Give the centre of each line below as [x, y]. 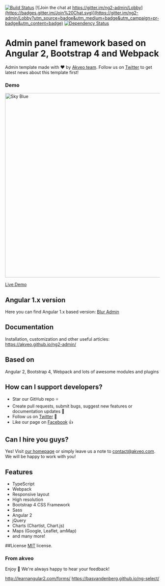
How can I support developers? [54, 387]
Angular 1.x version [35, 300]
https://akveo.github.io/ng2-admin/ [41, 344]
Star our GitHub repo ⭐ [35, 399]
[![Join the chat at [53, 8]
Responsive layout [31, 495]
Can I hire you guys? [37, 439]
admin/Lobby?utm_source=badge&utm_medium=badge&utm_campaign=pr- [82, 18]
